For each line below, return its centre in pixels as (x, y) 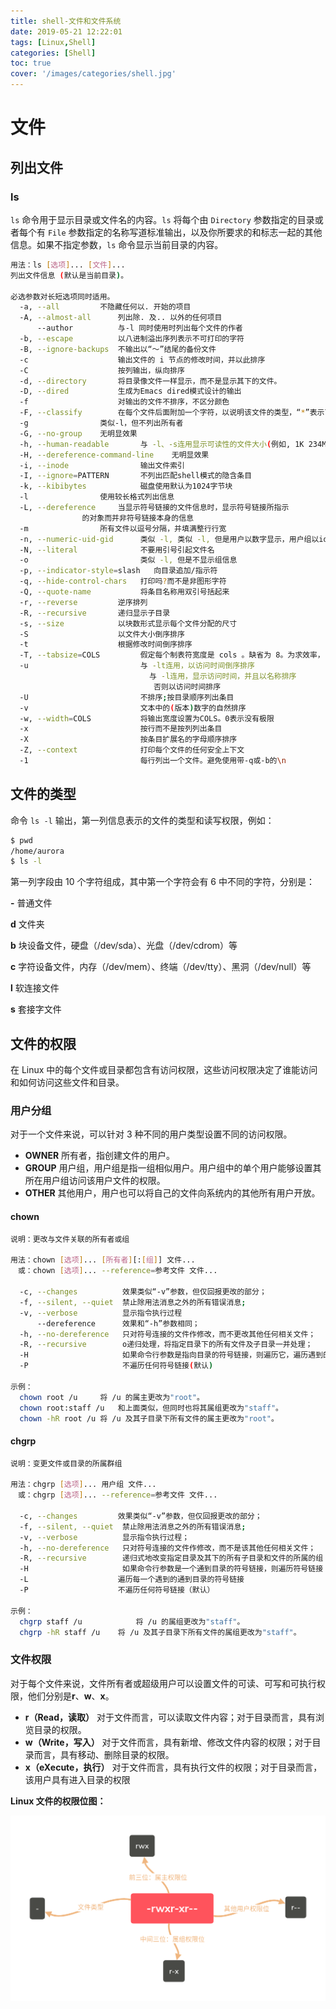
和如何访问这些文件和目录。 (67, 1082)
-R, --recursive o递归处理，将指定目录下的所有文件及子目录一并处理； (166, 1345)
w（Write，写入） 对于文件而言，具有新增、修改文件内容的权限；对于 (168, 1742)
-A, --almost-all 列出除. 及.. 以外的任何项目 (121, 318)
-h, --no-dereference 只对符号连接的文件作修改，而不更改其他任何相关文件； (168, 1334)
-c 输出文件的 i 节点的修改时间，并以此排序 (142, 360)
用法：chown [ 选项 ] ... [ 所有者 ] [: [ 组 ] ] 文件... (103, 1260)
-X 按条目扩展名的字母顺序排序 (128, 740)
